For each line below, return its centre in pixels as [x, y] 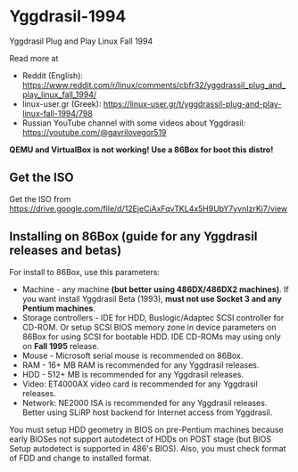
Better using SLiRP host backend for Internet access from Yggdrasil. [147, 412]
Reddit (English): [52, 75]
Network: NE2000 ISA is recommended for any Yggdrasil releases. [145, 403]
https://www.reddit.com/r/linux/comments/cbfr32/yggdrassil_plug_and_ [154, 85]
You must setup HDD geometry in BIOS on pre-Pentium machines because [146, 429]
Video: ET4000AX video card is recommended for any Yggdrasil [140, 384]
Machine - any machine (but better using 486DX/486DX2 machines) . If [155, 289]
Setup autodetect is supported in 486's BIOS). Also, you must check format [148, 448]
